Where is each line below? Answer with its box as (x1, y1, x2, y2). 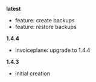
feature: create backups (14, 17, 75, 24)
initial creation (14, 70, 50, 77)
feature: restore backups (14, 24, 77, 30)
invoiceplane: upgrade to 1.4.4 (14, 46, 91, 54)
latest (6, 5, 21, 12)
